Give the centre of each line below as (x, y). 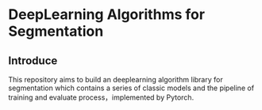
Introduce (33, 61)
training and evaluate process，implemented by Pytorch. (101, 97)
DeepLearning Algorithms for (106, 15)
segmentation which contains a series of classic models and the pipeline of (131, 88)
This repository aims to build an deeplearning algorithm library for (116, 80)
